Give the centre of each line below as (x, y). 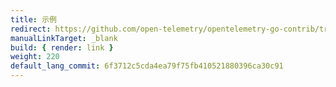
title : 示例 (33, 19)
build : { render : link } (62, 47)
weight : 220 (35, 57)
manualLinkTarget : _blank (64, 38)
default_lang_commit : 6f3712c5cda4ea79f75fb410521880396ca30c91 (147, 66)
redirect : (31, 29)
